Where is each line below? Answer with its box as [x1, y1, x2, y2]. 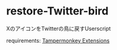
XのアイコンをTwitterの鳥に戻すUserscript [6, 25, 111, 32]
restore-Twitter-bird [6, 4, 109, 18]
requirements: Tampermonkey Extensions [6, 37, 110, 44]
